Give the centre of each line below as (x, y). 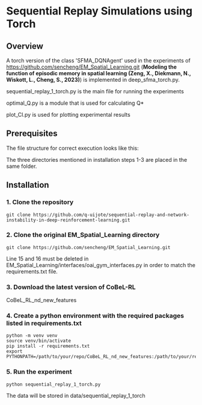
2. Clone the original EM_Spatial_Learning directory (83, 235)
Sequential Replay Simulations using (99, 11)
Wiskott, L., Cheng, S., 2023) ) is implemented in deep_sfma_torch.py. (93, 80)
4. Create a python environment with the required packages (95, 316)
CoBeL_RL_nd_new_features (41, 300)
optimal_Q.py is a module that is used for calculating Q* (75, 103)
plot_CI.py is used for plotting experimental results (68, 115)
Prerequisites (32, 134)
